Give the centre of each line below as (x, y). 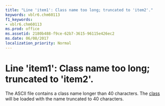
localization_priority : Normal (38, 43)
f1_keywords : (19, 19)
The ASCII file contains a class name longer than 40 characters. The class (82, 93)
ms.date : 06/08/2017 (27, 39)
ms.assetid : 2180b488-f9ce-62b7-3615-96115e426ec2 (60, 34)
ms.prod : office (22, 29)
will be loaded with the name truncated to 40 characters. (65, 99)
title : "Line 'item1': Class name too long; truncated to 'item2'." (79, 10)
